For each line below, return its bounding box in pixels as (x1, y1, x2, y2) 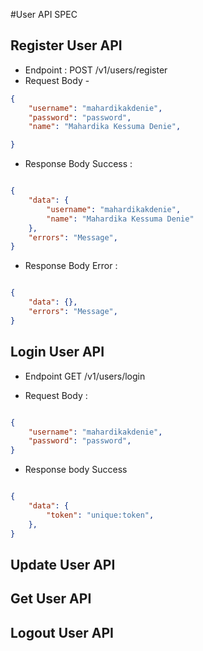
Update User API (10, 556, 116, 573)
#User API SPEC (10, 9, 78, 20)
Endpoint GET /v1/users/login (24, 370, 146, 382)
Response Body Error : (24, 260, 118, 272)
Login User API (10, 344, 105, 361)
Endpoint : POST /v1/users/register (24, 64, 168, 76)
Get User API (10, 590, 92, 608)
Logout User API (10, 624, 114, 641)
